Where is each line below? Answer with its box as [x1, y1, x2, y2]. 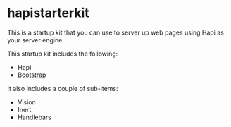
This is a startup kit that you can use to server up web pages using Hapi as [7, 28, 224, 37]
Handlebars [17, 113, 51, 121]
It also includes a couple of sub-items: [7, 84, 118, 92]
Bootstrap [17, 71, 46, 79]
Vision [17, 97, 37, 107]
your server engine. [7, 35, 65, 44]
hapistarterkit [7, 5, 89, 21]
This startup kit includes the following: [7, 49, 118, 58]
